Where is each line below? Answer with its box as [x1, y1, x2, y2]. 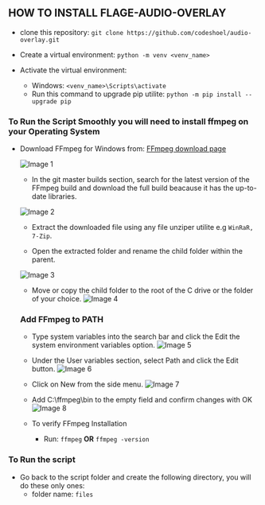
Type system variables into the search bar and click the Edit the [31, 332, 240, 341]
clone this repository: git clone [19, 27, 124, 37]
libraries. [48, 192, 77, 201]
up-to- [235, 183, 257, 193]
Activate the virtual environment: [19, 65, 127, 75]
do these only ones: [19, 480, 85, 490]
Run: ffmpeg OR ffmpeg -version [43, 434, 150, 444]
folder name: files [31, 489, 94, 499]
